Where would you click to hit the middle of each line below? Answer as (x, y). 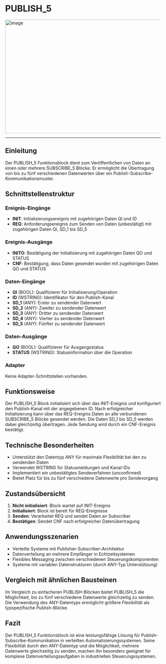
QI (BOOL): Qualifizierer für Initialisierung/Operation (65, 292)
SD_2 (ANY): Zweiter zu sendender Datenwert (59, 308)
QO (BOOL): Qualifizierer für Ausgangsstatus (58, 347)
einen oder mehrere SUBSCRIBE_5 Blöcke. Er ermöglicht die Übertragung (80, 168)
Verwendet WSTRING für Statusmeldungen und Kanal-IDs (71, 468)
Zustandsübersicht (35, 494)
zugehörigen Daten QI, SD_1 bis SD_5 (50, 229)
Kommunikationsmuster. (30, 178)
